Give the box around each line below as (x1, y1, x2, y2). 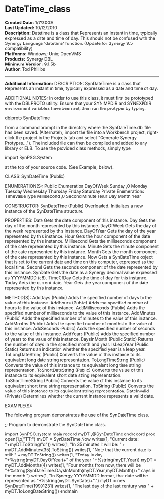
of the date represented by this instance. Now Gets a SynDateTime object (5, 254, 153, 260)
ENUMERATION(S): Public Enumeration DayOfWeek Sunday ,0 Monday (5, 183, 148, 189)
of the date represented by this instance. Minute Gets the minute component (5, 243, 159, 249)
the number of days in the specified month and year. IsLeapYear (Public (5, 341, 149, 347)
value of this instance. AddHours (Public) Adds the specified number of (5, 300, 149, 305)
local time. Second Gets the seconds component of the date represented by (5, 264, 158, 270)
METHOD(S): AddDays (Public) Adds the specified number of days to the (5, 294, 152, 300)
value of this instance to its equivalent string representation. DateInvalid (5, 388, 149, 394)
